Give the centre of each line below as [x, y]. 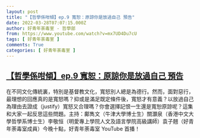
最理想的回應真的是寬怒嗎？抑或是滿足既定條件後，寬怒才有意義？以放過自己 [100, 99]
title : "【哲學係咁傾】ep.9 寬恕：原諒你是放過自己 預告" [71, 17]
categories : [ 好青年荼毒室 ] [41, 51]
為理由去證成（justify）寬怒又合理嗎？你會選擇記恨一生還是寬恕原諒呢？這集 [100, 106]
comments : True [25, 45]
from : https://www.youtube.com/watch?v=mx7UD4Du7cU [71, 34]
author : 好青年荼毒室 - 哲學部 [41, 28]
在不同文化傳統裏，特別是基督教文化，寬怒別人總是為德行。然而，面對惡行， [100, 91]
